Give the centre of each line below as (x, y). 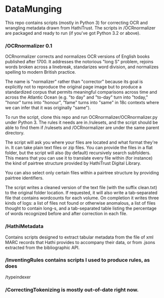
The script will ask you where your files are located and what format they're (82, 142)
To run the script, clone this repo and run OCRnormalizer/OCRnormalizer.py (82, 117)
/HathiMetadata (24, 226)
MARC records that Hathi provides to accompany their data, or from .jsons (80, 242)
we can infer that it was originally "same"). (48, 108)
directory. (15, 133)
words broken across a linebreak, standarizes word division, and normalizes (82, 67)
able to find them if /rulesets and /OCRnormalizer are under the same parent (82, 128)
